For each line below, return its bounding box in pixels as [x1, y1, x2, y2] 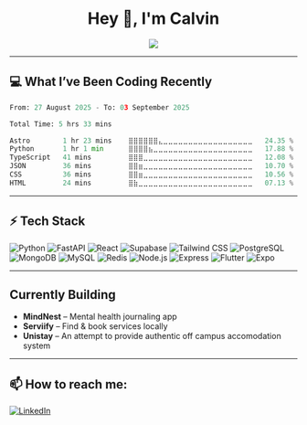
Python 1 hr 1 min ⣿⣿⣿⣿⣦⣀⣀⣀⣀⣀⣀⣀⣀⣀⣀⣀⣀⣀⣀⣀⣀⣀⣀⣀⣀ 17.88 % [9, 144, 294, 154]
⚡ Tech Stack [9, 214, 86, 229]
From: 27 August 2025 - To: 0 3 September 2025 [9, 102, 190, 112]
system [22, 340, 51, 351]
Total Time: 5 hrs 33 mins [9, 119, 112, 129]
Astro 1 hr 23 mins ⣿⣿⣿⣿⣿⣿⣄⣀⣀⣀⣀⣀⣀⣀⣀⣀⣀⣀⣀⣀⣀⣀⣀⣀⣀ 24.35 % [9, 136, 294, 145]
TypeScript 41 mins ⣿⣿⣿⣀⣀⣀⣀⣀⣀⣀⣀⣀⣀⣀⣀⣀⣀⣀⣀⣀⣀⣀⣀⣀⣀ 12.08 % [9, 153, 294, 163]
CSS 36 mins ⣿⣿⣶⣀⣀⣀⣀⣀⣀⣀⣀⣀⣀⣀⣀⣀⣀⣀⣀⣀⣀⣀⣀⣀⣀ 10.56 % [9, 170, 294, 179]
